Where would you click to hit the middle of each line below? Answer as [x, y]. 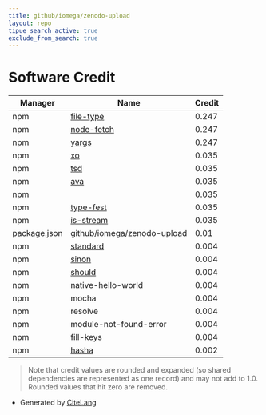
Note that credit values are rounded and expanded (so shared [129, 370]
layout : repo [30, 23]
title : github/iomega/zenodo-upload [69, 16]
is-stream [89, 221]
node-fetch [92, 130]
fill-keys [86, 337]
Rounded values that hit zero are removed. [98, 387]
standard [87, 246]
